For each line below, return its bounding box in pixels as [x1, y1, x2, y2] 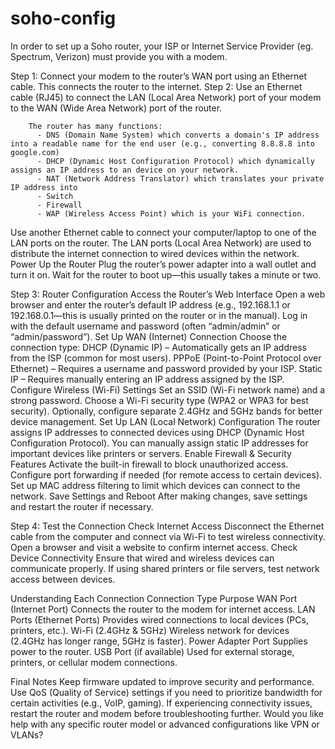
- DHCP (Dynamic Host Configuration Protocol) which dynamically [36, 156, 315, 166]
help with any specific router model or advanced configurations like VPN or [10, 718, 320, 730]
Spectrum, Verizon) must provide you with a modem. [10, 50, 228, 62]
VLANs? [10, 728, 44, 741]
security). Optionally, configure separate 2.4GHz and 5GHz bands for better [10, 405, 323, 417]
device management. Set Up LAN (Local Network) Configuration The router [10, 415, 321, 427]
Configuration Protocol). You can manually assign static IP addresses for [10, 437, 309, 449]
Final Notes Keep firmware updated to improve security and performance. [10, 675, 315, 687]
